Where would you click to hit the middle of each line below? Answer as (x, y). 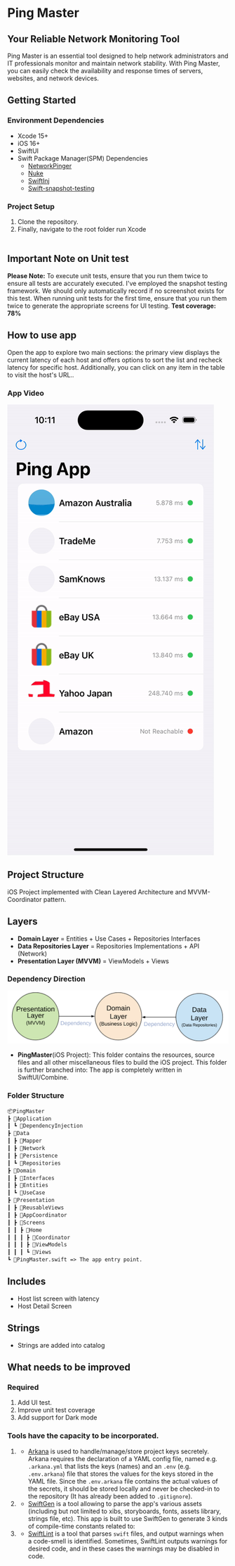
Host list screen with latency (58, 1298)
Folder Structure (36, 1096)
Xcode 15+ (33, 136)
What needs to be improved (69, 1367)
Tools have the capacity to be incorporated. (83, 1436)
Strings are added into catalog (61, 1345)
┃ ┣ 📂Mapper (25, 1141)
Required (23, 1387)
